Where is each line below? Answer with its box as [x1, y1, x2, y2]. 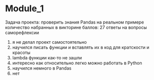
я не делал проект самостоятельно [12, 39, 87, 45]
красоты [12, 50, 31, 55]
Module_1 [5, 3, 44, 14]
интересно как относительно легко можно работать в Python [12, 60, 142, 66]
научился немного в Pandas [12, 65, 72, 71]
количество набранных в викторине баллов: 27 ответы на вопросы [5, 24, 147, 30]
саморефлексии [5, 29, 39, 35]
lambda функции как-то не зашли [12, 54, 82, 60]
